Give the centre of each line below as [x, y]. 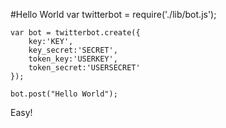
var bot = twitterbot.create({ [75, 33]
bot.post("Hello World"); [64, 94]
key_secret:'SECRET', [73, 50]
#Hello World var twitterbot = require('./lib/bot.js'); [113, 14]
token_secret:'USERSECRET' [84, 68]
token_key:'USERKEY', [73, 59]
